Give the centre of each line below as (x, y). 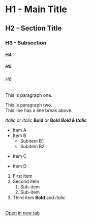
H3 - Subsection (26, 43)
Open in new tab (22, 213)
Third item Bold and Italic (39, 198)
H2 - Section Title (34, 28)
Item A (20, 130)
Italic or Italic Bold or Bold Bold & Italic (46, 120)
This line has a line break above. (39, 110)
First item (22, 176)
